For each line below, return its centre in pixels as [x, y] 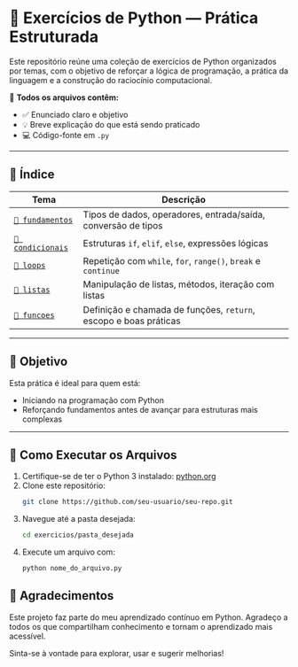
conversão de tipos [123, 225]
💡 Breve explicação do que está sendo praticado [111, 124]
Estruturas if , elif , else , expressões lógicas [176, 243]
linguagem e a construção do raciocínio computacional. [111, 80]
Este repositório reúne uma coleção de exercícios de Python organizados [143, 61]
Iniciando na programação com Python [93, 400]
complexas [42, 419]
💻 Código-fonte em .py [65, 135]
